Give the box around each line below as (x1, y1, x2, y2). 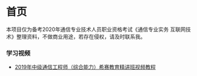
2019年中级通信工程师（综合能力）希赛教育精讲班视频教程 (14, 64, 156, 71)
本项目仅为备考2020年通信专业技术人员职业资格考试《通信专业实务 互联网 (6, 26, 186, 33)
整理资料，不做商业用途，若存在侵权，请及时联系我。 (16, 33, 146, 40)
